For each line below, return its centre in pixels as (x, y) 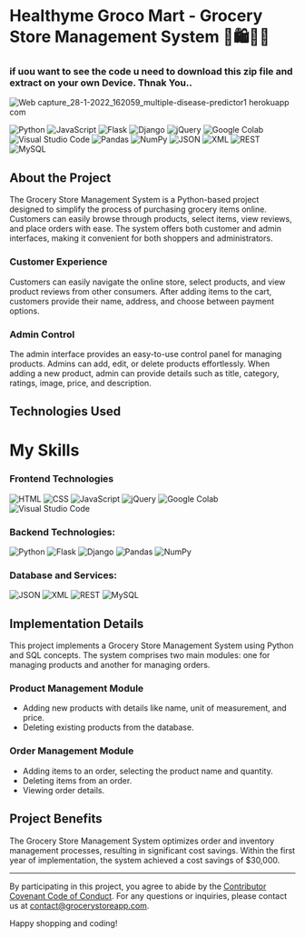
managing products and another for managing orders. (110, 665)
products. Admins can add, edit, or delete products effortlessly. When (140, 364)
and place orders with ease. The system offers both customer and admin (145, 229)
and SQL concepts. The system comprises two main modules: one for (140, 655)
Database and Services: (64, 575)
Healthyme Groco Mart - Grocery (136, 16)
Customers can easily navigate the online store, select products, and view (148, 282)
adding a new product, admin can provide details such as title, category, (144, 373)
